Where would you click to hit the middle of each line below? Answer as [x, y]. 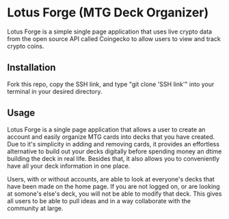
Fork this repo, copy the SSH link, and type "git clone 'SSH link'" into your [111, 84]
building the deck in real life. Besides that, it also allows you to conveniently [113, 158]
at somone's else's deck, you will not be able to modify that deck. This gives [114, 194]
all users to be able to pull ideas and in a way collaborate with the [99, 201]
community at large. [35, 208]
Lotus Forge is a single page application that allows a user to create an [106, 129]
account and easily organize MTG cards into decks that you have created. [111, 137]
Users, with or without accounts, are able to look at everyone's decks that [111, 179]
